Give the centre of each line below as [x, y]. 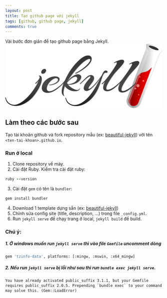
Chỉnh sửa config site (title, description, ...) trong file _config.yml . [80, 213]
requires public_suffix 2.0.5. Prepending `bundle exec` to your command [84, 285]
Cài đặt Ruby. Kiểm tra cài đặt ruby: [49, 169]
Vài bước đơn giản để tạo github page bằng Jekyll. [57, 41]
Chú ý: [13, 232]
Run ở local [19, 153]
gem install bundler [27, 198]
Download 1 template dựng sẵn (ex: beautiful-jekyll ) [65, 208]
